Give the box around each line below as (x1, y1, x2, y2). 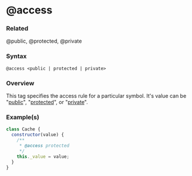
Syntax (6, 52, 27, 60)
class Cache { (6, 126, 41, 132)
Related (6, 25, 29, 33)
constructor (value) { (11, 132, 65, 138)
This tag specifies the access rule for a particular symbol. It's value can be (6, 92, 187, 99)
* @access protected (19, 143, 69, 149)
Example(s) (6, 113, 39, 121)
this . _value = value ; (16, 153, 69, 160)
